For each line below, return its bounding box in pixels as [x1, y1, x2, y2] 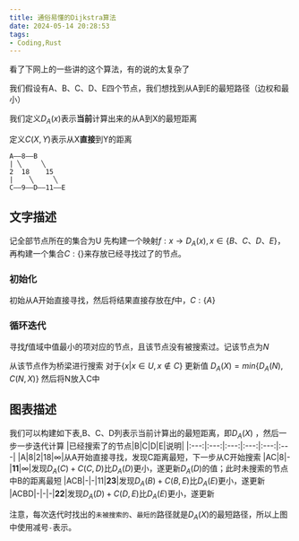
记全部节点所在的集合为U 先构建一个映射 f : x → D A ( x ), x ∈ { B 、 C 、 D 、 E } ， [9, 235, 286, 248]
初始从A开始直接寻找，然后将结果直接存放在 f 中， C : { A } [9, 294, 217, 305]
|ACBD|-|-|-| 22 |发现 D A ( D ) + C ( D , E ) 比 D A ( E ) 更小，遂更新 [9, 488, 215, 502]
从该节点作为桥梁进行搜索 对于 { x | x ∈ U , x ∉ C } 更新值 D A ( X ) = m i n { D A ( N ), [9, 361, 284, 373]
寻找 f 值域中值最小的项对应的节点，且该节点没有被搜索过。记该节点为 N [9, 342, 269, 353]
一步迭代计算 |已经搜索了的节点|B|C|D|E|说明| [16, 441, 185, 451]
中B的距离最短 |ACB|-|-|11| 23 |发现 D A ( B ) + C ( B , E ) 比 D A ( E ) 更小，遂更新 [9, 476, 266, 489]
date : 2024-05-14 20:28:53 [9, 22, 110, 31]
